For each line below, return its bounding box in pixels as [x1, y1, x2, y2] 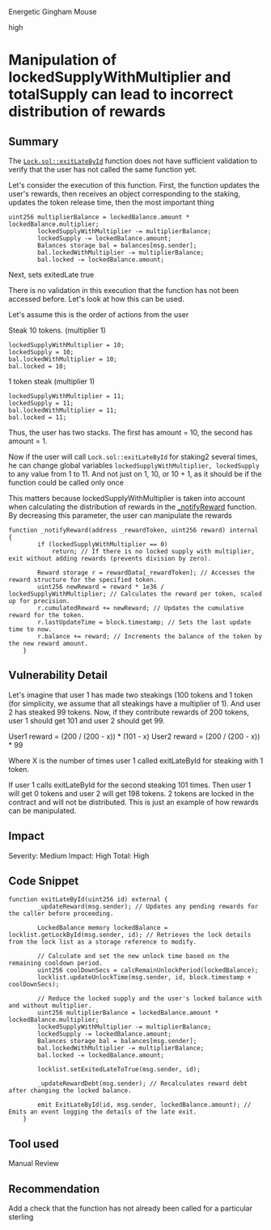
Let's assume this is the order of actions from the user [8, 310, 189, 319]
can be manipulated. [8, 805, 77, 816]
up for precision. [8, 597, 70, 605]
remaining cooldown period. [8, 959, 104, 968]
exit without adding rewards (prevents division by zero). [8, 554, 212, 562]
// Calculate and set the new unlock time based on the [37, 952, 230, 961]
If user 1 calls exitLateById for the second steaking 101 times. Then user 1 [8, 780, 252, 790]
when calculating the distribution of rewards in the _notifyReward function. [8, 502, 257, 511]
